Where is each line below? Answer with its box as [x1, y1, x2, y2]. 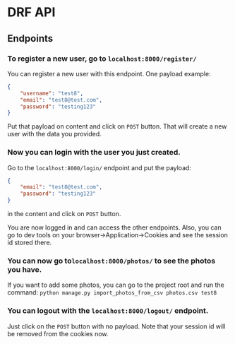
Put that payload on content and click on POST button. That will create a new [7, 122, 227, 131]
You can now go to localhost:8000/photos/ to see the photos [7, 256, 216, 266]
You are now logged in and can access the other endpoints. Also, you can [7, 223, 222, 232]
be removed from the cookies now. [7, 329, 109, 338]
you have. [7, 264, 42, 274]
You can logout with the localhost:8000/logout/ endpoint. [7, 306, 209, 316]
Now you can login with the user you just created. [7, 148, 181, 158]
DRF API [7, 4, 56, 20]
